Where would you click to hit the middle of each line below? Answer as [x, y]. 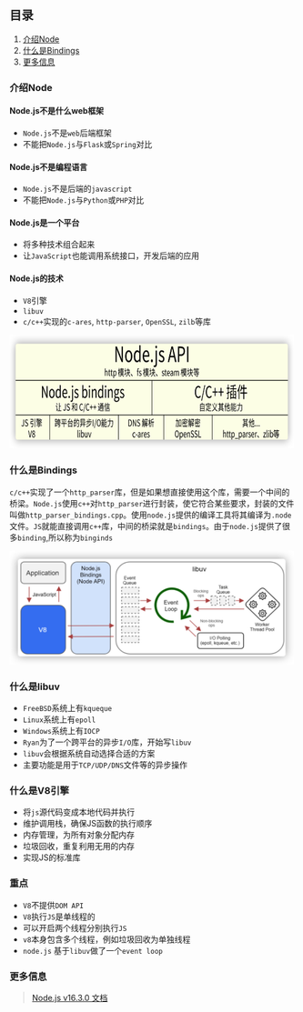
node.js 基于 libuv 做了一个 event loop [93, 950]
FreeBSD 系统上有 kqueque [67, 708]
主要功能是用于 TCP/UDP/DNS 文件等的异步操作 [105, 765]
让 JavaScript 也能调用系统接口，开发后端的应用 [111, 256]
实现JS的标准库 [51, 857]
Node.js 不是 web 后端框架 [67, 133]
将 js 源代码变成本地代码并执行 [79, 812]
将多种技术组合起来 [59, 245]
